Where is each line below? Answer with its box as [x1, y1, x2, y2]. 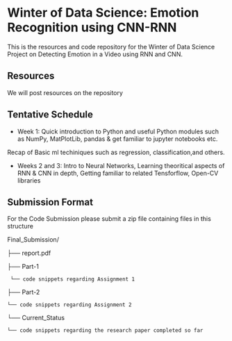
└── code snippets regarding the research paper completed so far [7, 327, 204, 334]
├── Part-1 [7, 263, 40, 271]
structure [7, 222, 33, 231]
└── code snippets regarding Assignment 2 [7, 301, 132, 308]
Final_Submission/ [7, 235, 59, 244]
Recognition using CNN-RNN [7, 19, 177, 35]
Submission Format [7, 196, 94, 208]
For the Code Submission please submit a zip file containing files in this [7, 215, 212, 223]
